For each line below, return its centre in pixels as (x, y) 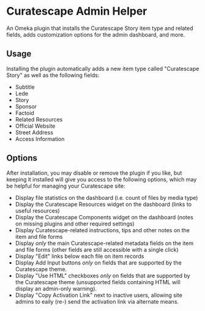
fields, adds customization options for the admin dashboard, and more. (96, 34)
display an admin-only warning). (56, 288)
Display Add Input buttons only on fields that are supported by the (98, 262)
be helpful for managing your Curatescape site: (66, 186)
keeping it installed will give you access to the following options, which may (102, 179)
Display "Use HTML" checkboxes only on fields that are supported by (103, 276)
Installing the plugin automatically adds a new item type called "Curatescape (103, 68)
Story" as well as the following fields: (53, 75)
